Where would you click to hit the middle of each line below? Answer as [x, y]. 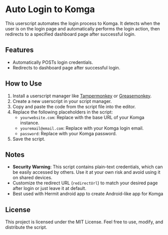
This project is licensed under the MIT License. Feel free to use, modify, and [84, 222]
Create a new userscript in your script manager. [62, 101]
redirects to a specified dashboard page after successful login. [71, 34]
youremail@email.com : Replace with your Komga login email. [82, 128]
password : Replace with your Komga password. [68, 133]
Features [19, 50]
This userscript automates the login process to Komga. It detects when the [83, 23]
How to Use [24, 84]
